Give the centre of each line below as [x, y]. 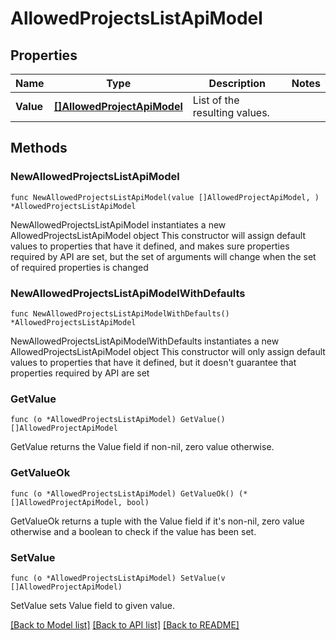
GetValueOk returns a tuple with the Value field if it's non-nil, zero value [157, 521]
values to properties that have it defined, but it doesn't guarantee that [153, 362]
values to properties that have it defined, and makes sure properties [150, 246]
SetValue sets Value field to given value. [92, 605]
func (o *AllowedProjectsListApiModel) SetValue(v [118, 578]
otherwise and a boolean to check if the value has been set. [133, 531]
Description [237, 83]
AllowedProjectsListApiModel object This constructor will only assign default [168, 351]
